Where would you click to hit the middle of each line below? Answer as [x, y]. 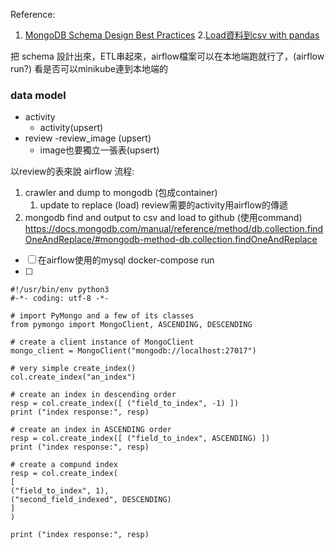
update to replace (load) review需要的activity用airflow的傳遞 [164, 205]
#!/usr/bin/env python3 [60, 290]
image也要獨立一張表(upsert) [99, 150]
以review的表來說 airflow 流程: [72, 171]
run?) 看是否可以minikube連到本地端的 [89, 68]
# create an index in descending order [93, 395]
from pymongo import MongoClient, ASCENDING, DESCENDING [131, 325]
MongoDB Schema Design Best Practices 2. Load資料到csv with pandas [172, 35]
